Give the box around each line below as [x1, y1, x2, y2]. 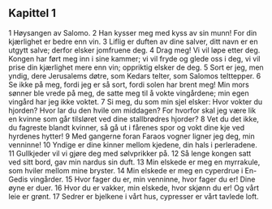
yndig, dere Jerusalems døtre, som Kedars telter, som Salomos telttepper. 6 [8, 70, 261, 80]
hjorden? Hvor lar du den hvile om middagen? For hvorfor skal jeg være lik [8, 105, 257, 115]
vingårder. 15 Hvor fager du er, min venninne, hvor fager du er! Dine [29, 174, 256, 184]
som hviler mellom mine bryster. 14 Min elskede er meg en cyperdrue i [8, 165, 244, 175]
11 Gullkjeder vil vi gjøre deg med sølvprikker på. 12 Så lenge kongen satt [8, 148, 252, 158]
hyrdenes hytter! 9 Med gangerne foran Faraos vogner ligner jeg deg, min [8, 131, 255, 141]
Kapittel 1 [8, 6, 57, 20]
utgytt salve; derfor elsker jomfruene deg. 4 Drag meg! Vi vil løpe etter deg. [8, 45, 261, 55]
